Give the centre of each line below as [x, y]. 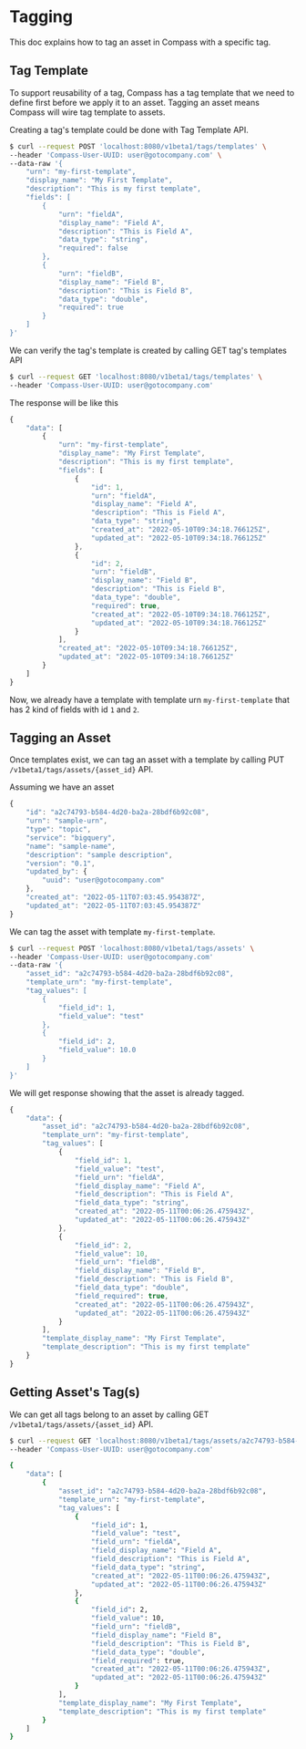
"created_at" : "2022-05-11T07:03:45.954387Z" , [116, 897]
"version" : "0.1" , [61, 864]
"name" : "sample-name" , [71, 846]
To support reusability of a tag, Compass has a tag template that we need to [152, 92]
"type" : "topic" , [59, 830]
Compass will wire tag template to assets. [87, 112]
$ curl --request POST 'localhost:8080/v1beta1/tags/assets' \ [132, 948]
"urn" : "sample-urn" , [66, 821]
